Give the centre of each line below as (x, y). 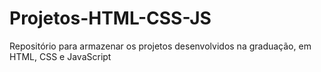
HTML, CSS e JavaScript (60, 56)
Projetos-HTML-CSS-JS (110, 18)
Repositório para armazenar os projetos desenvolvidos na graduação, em (160, 46)
